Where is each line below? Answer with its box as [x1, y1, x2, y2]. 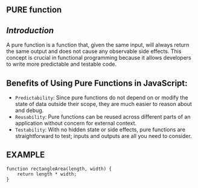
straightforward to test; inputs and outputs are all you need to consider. [14, 133, 192, 140]
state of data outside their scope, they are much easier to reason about [14, 101, 192, 108]
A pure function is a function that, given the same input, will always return [6, 42, 190, 49]
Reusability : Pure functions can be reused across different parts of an [14, 113, 191, 121]
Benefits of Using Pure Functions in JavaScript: [6, 78, 188, 88]
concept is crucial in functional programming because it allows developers [6, 54, 191, 61]
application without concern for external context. [14, 120, 137, 127]
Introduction [6, 25, 54, 36]
